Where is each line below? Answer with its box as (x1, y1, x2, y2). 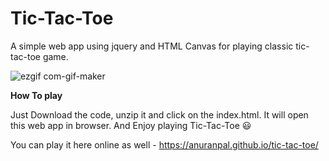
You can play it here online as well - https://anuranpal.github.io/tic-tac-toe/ (10, 138, 319, 151)
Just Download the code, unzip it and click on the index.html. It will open (10, 108, 309, 121)
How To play (10, 89, 63, 101)
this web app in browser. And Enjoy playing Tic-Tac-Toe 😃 (10, 119, 252, 131)
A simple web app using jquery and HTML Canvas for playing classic (10, 40, 294, 52)
